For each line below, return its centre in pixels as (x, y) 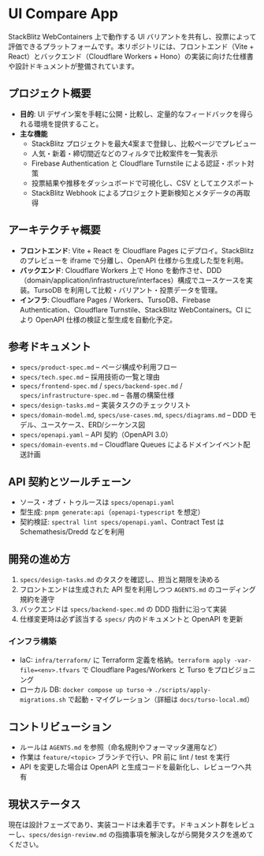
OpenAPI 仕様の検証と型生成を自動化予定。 (106, 320)
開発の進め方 (39, 559)
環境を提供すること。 (68, 124)
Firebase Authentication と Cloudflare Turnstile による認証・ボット (139, 163)
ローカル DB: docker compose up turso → (86, 690)
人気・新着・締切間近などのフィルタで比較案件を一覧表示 (125, 153)
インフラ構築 (32, 641)
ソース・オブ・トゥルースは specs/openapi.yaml (97, 503)
